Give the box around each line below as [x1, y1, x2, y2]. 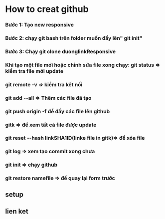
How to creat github [5, 3, 89, 15]
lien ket [5, 207, 28, 216]
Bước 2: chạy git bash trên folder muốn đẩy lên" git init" [5, 35, 143, 42]
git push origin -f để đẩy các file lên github [5, 108, 110, 115]
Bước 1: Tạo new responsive [5, 21, 74, 28]
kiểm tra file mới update [5, 67, 64, 74]
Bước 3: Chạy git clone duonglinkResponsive [5, 48, 116, 55]
